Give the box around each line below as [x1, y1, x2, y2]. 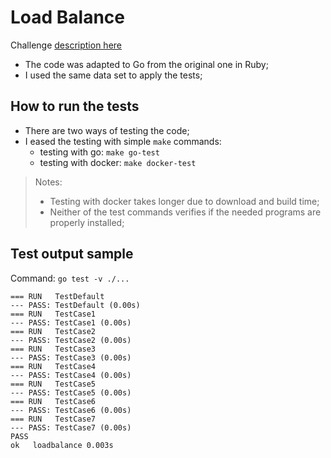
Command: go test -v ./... [10, 272, 130, 284]
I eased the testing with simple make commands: [24, 135, 222, 147]
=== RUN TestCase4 [10, 361, 97, 371]
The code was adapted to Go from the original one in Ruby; [24, 58, 269, 70]
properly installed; [49, 216, 125, 228]
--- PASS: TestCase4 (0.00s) [10, 370, 132, 380]
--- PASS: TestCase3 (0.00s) [10, 352, 132, 363]
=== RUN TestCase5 [10, 379, 97, 389]
